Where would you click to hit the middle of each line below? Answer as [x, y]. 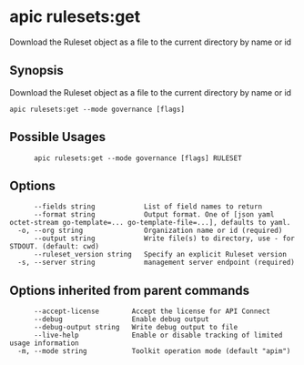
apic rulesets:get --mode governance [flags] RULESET [138, 158]
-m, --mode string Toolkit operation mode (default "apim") [154, 351]
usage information [44, 343]
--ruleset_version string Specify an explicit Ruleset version [160, 255]
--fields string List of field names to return [147, 207]
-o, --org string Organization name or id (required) [150, 231]
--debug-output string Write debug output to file [136, 328]
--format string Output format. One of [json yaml [154, 215]
